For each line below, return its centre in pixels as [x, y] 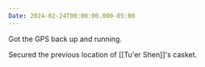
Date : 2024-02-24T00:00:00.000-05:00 [72, 16]
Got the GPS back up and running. [65, 39]
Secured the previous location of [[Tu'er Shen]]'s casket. [103, 54]
